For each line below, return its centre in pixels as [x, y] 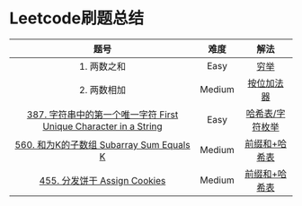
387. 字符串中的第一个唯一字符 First [102, 115]
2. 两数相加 [103, 90]
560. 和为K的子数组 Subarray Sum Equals [102, 144]
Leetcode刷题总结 [77, 18]
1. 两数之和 [103, 66]
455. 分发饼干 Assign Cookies [102, 180]
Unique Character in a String [103, 126]
